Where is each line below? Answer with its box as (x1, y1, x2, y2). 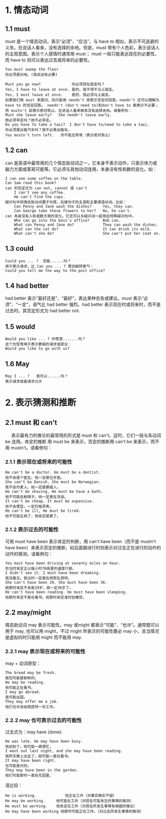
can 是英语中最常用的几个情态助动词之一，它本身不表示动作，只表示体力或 (5, 160, 158, 166)
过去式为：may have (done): (5, 729, 63, 735)
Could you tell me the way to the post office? (5, 268, 106, 273)
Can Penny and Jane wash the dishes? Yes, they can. (14, 204, 134, 209)
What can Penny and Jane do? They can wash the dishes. (14, 222, 159, 227)
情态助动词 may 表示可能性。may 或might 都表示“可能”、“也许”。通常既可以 (5, 622, 160, 628)
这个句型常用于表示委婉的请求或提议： (5, 342, 72, 347)
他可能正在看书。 (5, 685, 35, 690)
